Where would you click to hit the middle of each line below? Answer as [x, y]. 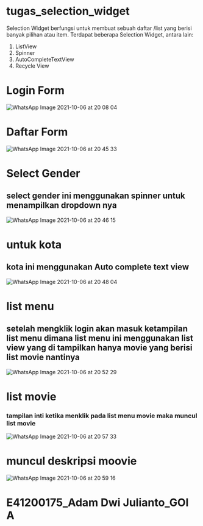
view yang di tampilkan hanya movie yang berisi [99, 348]
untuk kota [34, 244]
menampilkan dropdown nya [62, 205]
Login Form [36, 91]
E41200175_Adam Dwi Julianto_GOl [98, 503]
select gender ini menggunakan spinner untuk [96, 196]
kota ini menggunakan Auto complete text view [98, 267]
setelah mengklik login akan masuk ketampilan [97, 329]
